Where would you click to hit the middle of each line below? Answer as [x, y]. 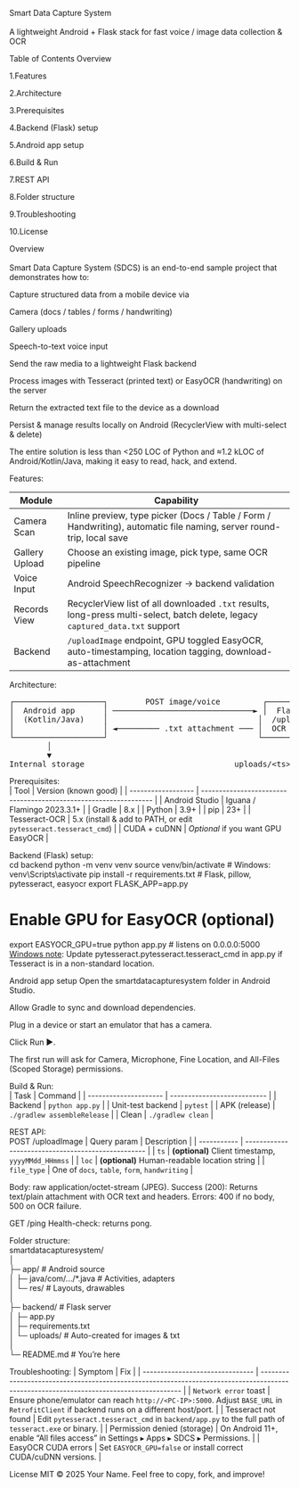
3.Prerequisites [37, 110]
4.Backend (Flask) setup [54, 128]
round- [266, 527]
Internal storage [47, 764]
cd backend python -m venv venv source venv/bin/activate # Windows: [140, 865]
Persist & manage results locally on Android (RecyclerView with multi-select [148, 425]
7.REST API [29, 179]
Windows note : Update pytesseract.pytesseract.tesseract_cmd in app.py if [146, 954]
